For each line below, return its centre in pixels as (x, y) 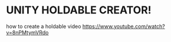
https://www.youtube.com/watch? (124, 26)
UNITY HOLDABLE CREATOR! (79, 10)
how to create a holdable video (44, 26)
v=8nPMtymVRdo (27, 32)
